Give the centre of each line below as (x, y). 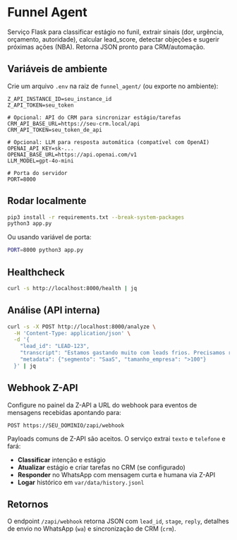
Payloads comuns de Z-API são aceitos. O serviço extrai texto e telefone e (116, 438)
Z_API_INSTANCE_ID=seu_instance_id (60, 99)
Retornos (28, 504)
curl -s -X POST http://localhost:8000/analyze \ (82, 326)
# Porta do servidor (38, 173)
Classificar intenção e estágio (61, 460)
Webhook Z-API (43, 388)
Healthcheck (36, 272)
